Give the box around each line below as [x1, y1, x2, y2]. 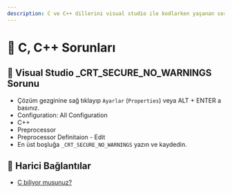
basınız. [17, 103, 40, 112]
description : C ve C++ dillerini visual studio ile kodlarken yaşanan [7, 10, 215, 17]
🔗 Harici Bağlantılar [7, 160, 92, 172]
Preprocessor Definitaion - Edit [17, 132, 106, 141]
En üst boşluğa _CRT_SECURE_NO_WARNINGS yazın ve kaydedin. [17, 140, 188, 148]
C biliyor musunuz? [17, 179, 72, 187]
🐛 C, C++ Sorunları [7, 39, 116, 55]
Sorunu [7, 78, 40, 90]
